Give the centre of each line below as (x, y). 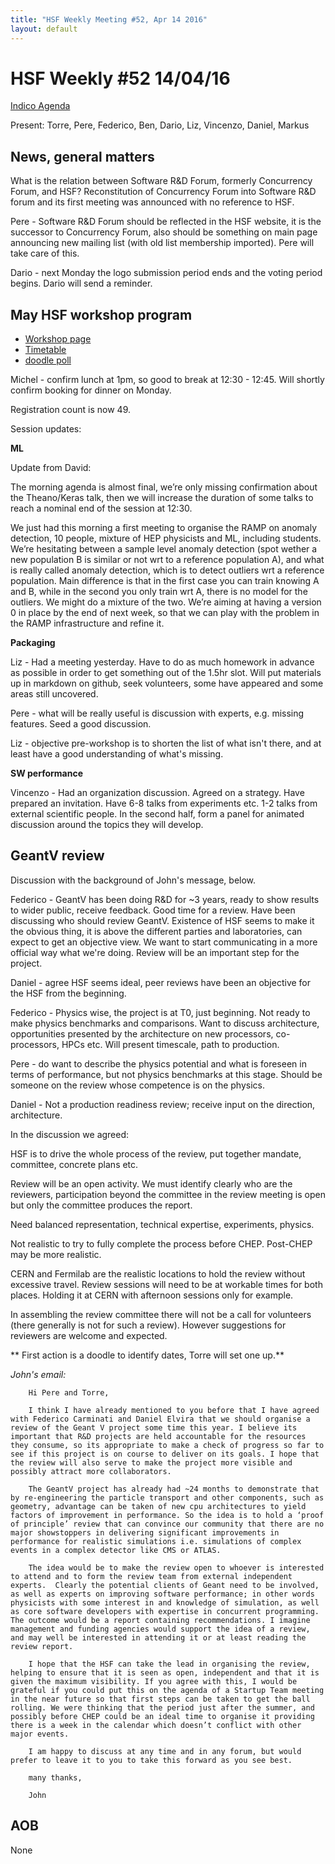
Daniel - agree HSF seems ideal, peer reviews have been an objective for (161, 982)
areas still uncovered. (54, 694)
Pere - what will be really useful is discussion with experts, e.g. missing (157, 713)
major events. (40, 1734)
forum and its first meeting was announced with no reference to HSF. (152, 202)
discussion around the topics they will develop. (107, 825)
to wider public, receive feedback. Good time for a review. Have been (153, 910)
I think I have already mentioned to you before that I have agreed (174, 1410)
